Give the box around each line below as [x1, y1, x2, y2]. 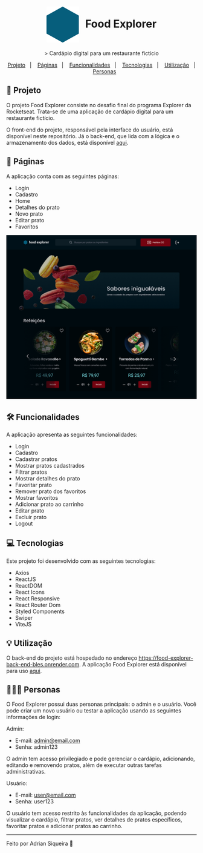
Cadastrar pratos [14, 455, 57, 463]
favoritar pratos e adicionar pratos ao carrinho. [6, 823, 123, 830]
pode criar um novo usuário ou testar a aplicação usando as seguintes [6, 707, 181, 714]
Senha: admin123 [14, 743, 59, 751]
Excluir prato [14, 513, 47, 520]
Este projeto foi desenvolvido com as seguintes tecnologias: [6, 557, 156, 565]
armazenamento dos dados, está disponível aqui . [6, 139, 129, 146]
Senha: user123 [14, 798, 54, 805]
